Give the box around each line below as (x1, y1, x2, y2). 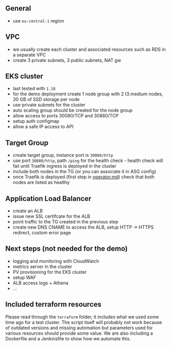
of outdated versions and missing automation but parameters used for (5, 324, 153, 331)
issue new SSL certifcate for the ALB (12, 213, 91, 219)
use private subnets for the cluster (12, 102, 85, 108)
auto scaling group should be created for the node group (12, 107, 133, 113)
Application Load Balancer (5, 194, 92, 203)
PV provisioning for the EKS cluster (12, 269, 87, 275)
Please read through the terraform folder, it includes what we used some (5, 314, 159, 320)
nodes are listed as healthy (12, 179, 70, 186)
